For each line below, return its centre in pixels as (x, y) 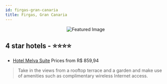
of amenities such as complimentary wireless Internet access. (83, 76)
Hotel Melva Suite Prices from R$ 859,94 (56, 61)
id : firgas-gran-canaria (32, 10)
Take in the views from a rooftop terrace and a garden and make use (90, 71)
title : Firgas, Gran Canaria (36, 15)
